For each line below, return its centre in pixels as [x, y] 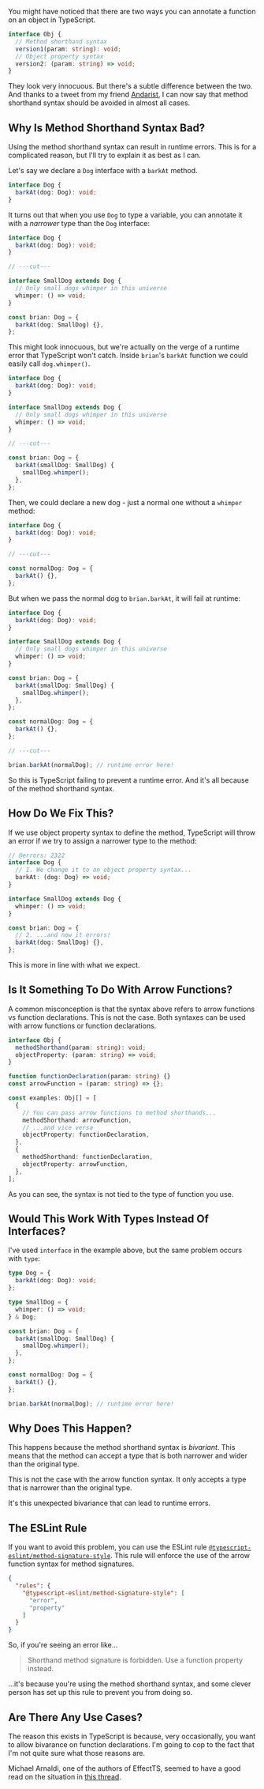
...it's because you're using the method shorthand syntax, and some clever [130, 1684]
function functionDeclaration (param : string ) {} [89, 1077]
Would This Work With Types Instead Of [108, 1219]
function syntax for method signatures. [71, 1564]
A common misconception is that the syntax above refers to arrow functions [132, 1009]
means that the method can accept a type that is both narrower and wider [128, 1456]
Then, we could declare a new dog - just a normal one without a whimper [125, 502]
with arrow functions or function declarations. [82, 1025]
